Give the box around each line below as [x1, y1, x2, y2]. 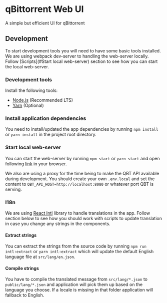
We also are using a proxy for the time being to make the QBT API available [5, 170, 159, 176]
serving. [5, 186, 22, 192]
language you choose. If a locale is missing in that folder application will [5, 287, 153, 293]
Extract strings [5, 232, 37, 238]
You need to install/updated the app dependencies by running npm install [5, 126, 158, 132]
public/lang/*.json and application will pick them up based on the [5, 282, 143, 288]
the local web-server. [5, 63, 49, 69]
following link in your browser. [5, 161, 67, 167]
